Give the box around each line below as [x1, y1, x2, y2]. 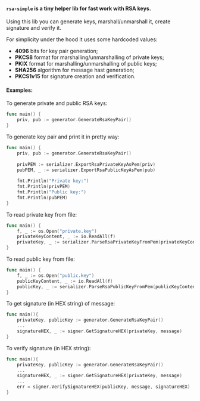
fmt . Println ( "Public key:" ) [17, 189, 86, 195]
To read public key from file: [6, 255, 76, 263]
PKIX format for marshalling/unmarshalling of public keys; [14, 60, 157, 67]
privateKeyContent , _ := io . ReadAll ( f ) [17, 233, 116, 240]
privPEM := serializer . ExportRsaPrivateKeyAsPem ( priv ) [17, 161, 156, 167]
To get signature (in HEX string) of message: [6, 300, 115, 307]
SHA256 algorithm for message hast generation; [14, 66, 135, 74]
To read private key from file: [6, 211, 77, 218]
